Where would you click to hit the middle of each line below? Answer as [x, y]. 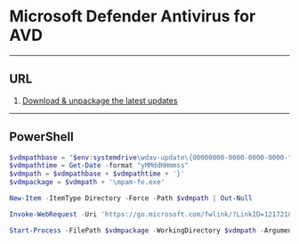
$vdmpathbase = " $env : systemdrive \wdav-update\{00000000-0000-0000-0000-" [151, 158]
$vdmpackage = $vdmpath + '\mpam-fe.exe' [87, 183]
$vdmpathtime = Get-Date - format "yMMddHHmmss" [99, 166]
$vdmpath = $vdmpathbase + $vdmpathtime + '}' [97, 174]
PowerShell [41, 137]
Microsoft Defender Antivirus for [133, 16]
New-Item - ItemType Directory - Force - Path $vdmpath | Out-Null [131, 199]
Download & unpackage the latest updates [100, 101]
